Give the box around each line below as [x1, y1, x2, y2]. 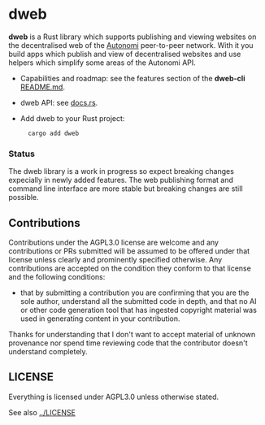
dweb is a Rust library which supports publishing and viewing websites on [8, 32, 257, 41]
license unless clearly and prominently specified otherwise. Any [8, 255, 223, 265]
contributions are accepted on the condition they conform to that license [8, 263, 252, 273]
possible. [8, 193, 39, 202]
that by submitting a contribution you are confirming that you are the [20, 288, 250, 297]
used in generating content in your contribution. [20, 314, 180, 323]
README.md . [20, 82, 65, 92]
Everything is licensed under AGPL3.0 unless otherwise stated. [8, 392, 219, 401]
